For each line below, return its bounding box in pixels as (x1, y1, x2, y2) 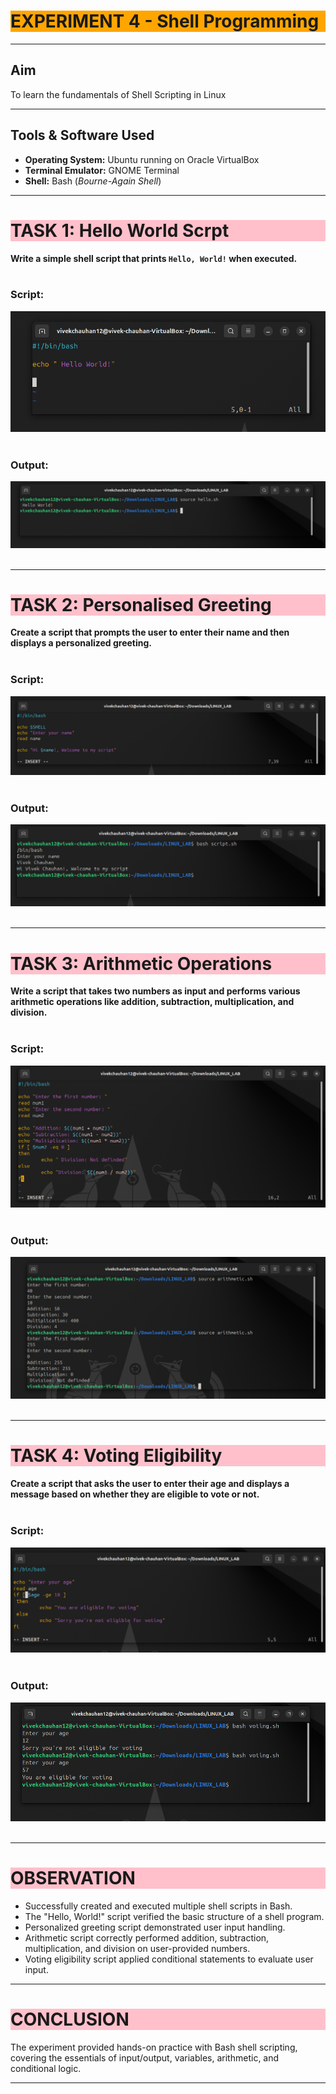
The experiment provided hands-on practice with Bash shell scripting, (10, 2041, 298, 2053)
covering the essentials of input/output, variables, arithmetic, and (10, 2051, 280, 2064)
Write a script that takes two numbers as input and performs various (10, 985, 301, 997)
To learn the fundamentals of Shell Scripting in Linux (10, 88, 227, 100)
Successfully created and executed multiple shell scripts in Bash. (24, 1900, 293, 1912)
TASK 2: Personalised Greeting (10, 593, 272, 616)
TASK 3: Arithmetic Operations (10, 952, 273, 975)
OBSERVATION (10, 1866, 136, 1889)
